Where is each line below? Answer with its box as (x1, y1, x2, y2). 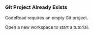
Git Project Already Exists (5, 4, 67, 11)
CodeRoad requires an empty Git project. (5, 15, 89, 21)
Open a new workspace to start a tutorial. (5, 24, 90, 30)
